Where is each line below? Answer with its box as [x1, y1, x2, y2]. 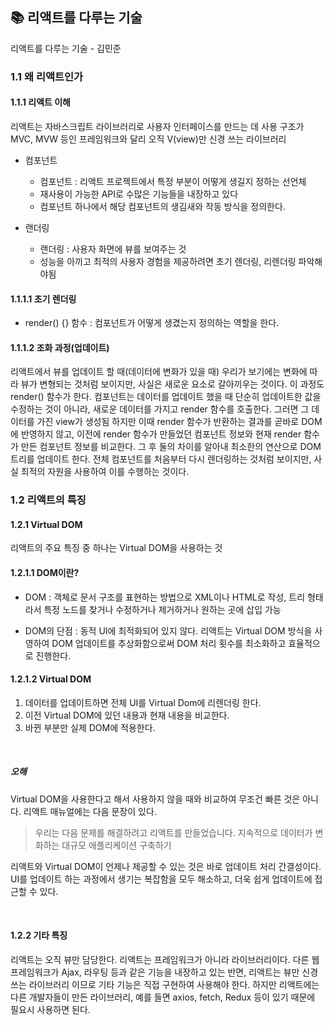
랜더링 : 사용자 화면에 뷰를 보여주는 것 [39, 243, 187, 255]
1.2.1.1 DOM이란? [10, 567, 80, 579]
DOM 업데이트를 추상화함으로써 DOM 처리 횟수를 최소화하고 [51, 637, 287, 649]
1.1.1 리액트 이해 [10, 96, 71, 108]
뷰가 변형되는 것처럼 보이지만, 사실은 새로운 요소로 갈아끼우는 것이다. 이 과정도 [20, 378, 325, 390]
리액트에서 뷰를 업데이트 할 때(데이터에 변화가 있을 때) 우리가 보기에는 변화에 [10, 366, 308, 378]
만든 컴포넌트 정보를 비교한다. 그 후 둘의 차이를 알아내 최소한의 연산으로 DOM [20, 441, 322, 453]
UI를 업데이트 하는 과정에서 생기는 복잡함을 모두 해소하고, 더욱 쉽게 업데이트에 [10, 873, 313, 885]
